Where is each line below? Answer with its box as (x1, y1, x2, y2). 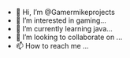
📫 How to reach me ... (15, 42, 89, 50)
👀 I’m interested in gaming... (15, 16, 106, 25)
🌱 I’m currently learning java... (15, 24, 113, 33)
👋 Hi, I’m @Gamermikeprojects (15, 8, 116, 16)
